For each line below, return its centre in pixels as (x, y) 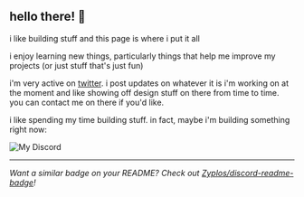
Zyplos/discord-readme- (247, 173)
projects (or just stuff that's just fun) (76, 65)
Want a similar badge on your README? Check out (104, 173)
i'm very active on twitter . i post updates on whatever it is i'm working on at (149, 83)
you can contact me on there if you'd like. (87, 102)
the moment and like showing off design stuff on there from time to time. (144, 92)
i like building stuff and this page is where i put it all (105, 38)
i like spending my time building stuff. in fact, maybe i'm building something (150, 119)
